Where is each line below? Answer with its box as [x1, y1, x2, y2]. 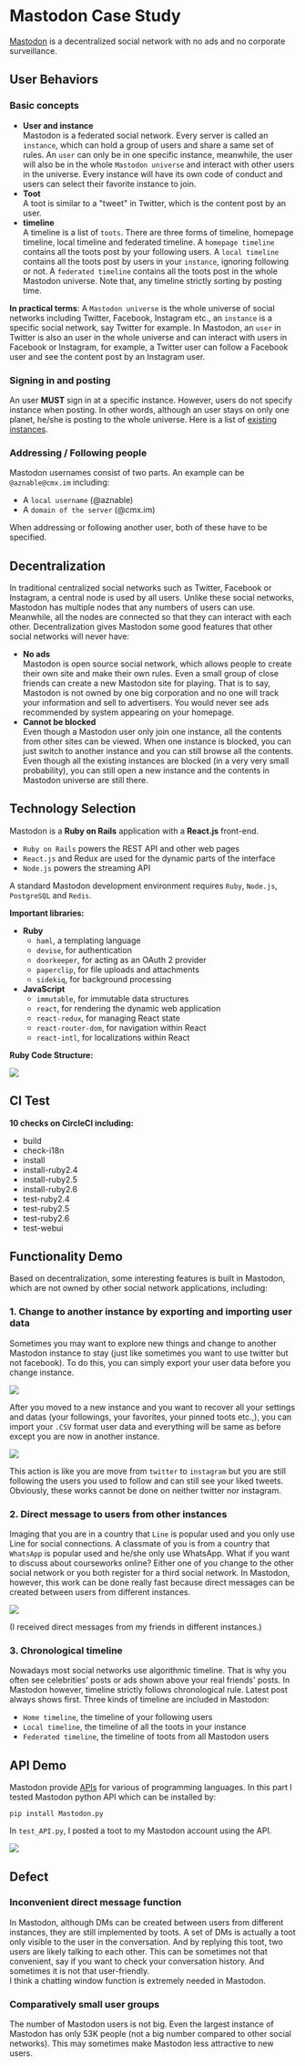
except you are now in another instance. [9, 1431, 160, 1442]
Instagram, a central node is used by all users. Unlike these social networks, [9, 593, 294, 603]
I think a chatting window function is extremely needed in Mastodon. [9, 1975, 267, 1986]
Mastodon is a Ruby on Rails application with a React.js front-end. [9, 825, 259, 836]
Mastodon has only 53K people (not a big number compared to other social [9, 2029, 291, 2040]
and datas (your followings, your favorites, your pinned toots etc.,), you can [9, 1411, 292, 1422]
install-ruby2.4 [22, 1164, 78, 1175]
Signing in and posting [9, 373, 111, 386]
